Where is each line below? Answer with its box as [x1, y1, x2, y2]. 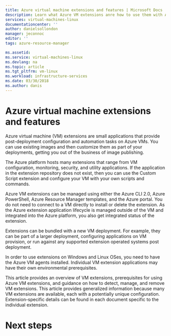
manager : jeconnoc [5, 31, 44, 36]
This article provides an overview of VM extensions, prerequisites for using [5, 274, 163, 281]
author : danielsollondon [5, 27, 58, 32]
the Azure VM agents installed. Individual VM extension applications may [5, 259, 158, 266]
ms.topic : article [5, 64, 44, 69]
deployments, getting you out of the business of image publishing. [5, 149, 144, 155]
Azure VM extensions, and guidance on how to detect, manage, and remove [5, 280, 165, 286]
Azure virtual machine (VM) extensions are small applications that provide [5, 133, 160, 139]
